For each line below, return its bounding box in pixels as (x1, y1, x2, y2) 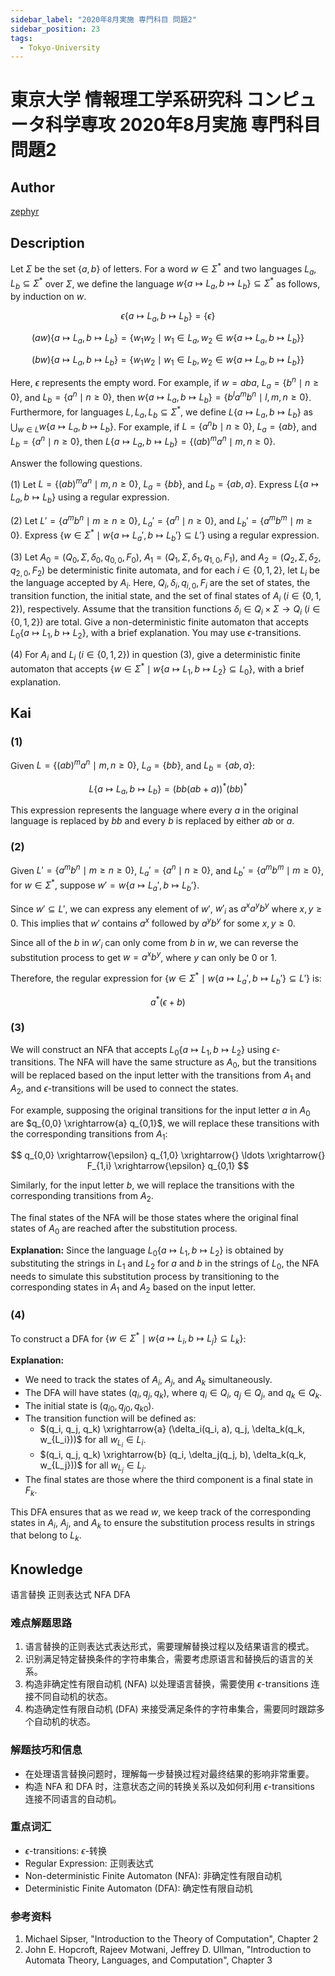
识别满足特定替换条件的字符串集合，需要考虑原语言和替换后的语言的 (24, 1653, 306, 1665)
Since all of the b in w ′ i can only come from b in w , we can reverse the (10, 936, 299, 951)
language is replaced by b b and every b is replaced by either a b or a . (10, 815, 295, 827)
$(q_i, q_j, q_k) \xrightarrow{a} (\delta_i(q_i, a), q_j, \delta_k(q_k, (39, 1423, 305, 1435)
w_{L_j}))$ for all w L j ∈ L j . (39, 1459, 147, 1475)
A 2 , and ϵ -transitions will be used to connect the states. (10, 1082, 239, 1096)
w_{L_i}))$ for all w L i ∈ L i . (39, 1434, 147, 1450)
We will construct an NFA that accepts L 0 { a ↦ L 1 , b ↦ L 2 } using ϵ (10, 1043, 277, 1058)
